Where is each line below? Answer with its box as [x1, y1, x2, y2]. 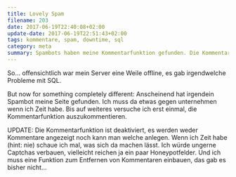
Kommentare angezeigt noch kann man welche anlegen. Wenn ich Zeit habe [7, 133, 228, 141]
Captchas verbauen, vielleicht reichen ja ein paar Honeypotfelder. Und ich [7, 148, 221, 157]
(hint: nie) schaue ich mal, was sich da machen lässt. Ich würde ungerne [7, 140, 216, 149]
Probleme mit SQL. [7, 76, 62, 84]
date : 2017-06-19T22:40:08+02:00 [7, 23, 105, 30]
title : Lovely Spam [7, 10, 65, 18]
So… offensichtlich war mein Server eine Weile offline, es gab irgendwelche [7, 68, 226, 77]
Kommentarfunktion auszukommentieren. [7, 112, 128, 120]
